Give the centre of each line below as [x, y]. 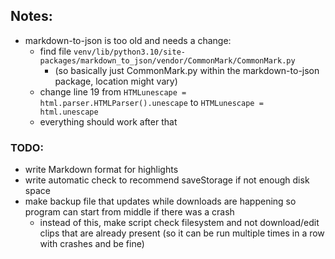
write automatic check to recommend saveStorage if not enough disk [167, 180]
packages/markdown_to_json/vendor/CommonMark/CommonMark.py [167, 60]
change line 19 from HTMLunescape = [113, 91]
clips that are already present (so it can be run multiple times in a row [182, 233]
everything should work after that [108, 121]
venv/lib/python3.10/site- [129, 52]
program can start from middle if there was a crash [129, 212]
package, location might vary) [116, 81]
